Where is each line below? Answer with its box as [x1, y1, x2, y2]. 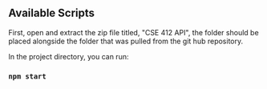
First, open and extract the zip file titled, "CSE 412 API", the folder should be [8, 27, 259, 37]
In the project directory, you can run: [8, 51, 129, 61]
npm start [8, 71, 47, 81]
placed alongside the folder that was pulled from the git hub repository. [8, 36, 243, 46]
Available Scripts [8, 6, 95, 20]
